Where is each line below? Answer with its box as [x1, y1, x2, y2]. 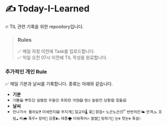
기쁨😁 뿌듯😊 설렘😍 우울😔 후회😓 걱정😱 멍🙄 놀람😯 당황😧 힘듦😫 [12, 97, 127, 103]
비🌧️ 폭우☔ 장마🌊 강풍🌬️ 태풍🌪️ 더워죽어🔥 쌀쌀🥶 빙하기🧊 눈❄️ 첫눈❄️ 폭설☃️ [19, 116, 141, 121]
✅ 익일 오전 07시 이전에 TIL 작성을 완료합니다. [17, 54, 107, 60]
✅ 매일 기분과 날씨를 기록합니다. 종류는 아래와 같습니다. [5, 80, 113, 86]
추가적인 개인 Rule [5, 68, 47, 75]
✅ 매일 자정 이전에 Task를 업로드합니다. [17, 48, 95, 54]
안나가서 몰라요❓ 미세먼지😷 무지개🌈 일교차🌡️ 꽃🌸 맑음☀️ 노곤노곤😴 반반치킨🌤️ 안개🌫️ [12, 109, 157, 114]
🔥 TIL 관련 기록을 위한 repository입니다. [5, 23, 84, 29]
